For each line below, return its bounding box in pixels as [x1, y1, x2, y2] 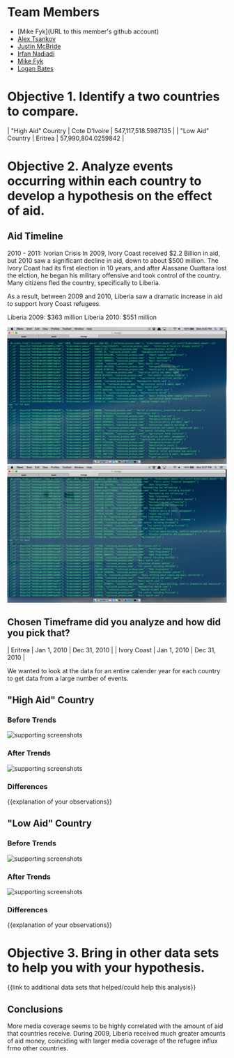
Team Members [7, 4, 100, 20]
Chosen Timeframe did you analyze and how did [7, 616, 221, 628]
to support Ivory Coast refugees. [7, 299, 101, 307]
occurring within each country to [7, 174, 202, 189]
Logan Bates [17, 64, 54, 72]
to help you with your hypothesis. [7, 960, 205, 976]
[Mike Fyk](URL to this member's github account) [17, 27, 159, 36]
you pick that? [7, 627, 71, 639]
